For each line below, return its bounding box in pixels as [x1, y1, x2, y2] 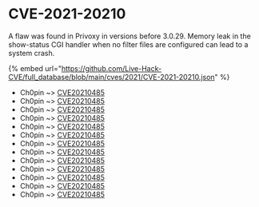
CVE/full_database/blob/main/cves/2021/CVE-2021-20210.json [8, 72, 215, 82]
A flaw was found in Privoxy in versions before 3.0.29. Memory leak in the [8, 31, 252, 41]
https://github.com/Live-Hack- [61, 63, 162, 73]
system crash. [8, 48, 55, 58]
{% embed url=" [8, 63, 62, 73]
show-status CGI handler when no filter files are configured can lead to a [8, 39, 249, 49]
